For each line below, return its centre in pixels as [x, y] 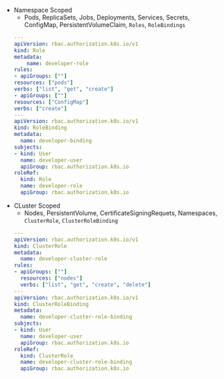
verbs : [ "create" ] [40, 108]
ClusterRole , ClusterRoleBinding [71, 220]
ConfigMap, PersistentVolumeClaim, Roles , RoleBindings [105, 25]
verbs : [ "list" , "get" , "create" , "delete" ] [86, 285]
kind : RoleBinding [40, 128]
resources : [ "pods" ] [43, 83]
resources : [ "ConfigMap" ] [51, 102]
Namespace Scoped [43, 10]
